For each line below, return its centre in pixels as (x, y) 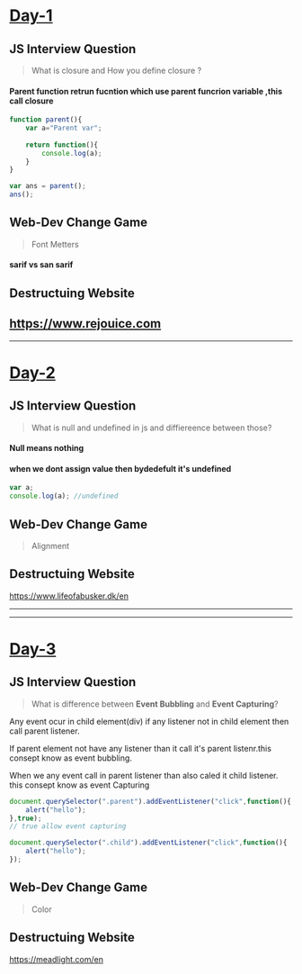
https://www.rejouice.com (85, 324)
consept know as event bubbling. (71, 758)
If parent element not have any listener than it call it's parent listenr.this (141, 748)
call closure (31, 101)
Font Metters (55, 244)
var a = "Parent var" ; (64, 128)
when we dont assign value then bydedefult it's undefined (120, 468)
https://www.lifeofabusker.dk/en (69, 596)
